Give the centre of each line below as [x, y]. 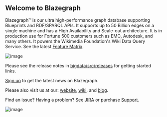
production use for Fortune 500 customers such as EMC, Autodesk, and [79, 36]
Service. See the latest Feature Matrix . [44, 46]
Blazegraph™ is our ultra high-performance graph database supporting [78, 20]
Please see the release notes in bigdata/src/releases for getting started [78, 65]
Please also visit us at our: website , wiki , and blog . [57, 90]
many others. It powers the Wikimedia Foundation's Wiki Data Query [75, 41]
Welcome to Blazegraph [43, 8]
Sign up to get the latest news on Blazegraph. [52, 80]
